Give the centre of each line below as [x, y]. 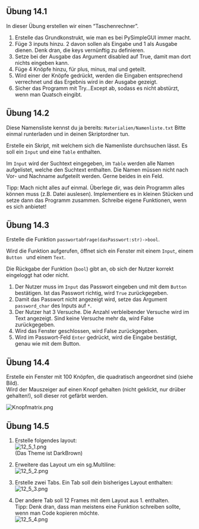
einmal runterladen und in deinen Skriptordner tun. [68, 134]
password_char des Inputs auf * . [53, 306]
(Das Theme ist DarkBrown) [49, 453]
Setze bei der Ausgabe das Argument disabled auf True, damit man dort [103, 56]
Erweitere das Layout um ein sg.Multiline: [65, 465]
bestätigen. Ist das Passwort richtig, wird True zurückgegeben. [91, 293]
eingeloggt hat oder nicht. [38, 275]
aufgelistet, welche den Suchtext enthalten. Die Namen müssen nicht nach [97, 169]
